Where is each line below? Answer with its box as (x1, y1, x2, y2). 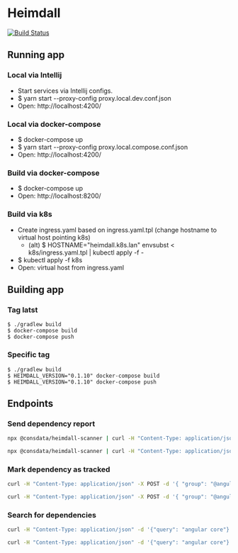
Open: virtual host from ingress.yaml (17, 263, 125, 272)
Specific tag (7, 350, 50, 359)
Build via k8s (7, 209, 52, 219)
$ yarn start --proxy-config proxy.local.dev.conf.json (17, 94, 171, 102)
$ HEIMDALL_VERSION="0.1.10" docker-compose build (7, 372, 160, 379)
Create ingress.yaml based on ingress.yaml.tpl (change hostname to (17, 225, 217, 234)
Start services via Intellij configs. (17, 86, 113, 95)
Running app (7, 49, 65, 61)
